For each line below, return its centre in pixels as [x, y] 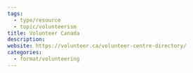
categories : [25, 53]
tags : [15, 14]
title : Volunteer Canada [44, 33]
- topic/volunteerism [45, 26]
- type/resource [37, 20]
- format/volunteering [47, 59]
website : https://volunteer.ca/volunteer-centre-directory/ [97, 46]
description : [26, 40]
